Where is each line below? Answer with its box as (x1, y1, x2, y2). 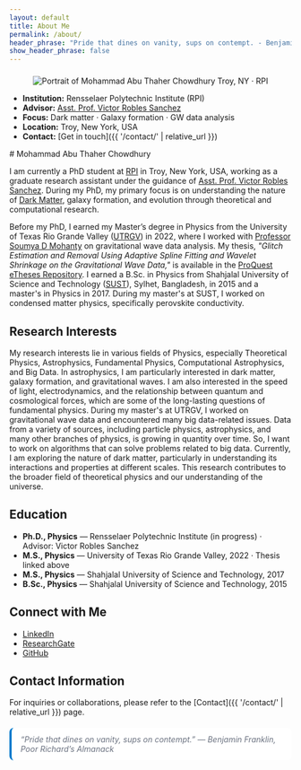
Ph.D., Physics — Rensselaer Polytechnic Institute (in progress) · (21, 530, 262, 541)
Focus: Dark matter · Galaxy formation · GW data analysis (21, 112, 236, 123)
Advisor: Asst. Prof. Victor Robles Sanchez (21, 102, 182, 113)
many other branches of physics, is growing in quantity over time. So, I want (9, 433, 290, 444)
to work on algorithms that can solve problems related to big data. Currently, (9, 442, 291, 453)
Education (9, 507, 68, 522)
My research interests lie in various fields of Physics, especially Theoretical (9, 347, 288, 358)
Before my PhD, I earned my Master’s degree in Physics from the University (9, 222, 288, 232)
